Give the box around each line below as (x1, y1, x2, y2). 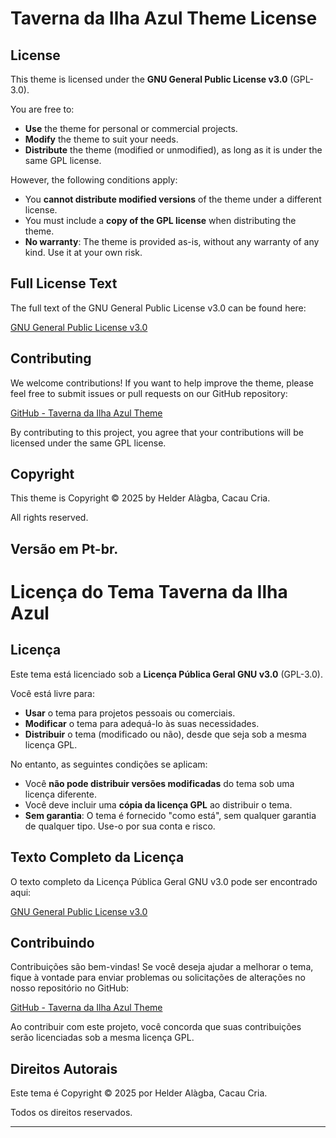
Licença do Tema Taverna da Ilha (10, 581, 288, 604)
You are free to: (10, 103, 75, 115)
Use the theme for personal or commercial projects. (24, 123, 238, 134)
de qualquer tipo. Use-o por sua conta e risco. (24, 820, 216, 832)
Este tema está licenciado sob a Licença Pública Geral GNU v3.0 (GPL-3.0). (10, 668, 323, 680)
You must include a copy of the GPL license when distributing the (24, 215, 297, 226)
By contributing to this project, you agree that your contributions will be (10, 426, 304, 438)
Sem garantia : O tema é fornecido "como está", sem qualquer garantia (24, 809, 317, 821)
